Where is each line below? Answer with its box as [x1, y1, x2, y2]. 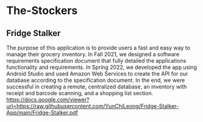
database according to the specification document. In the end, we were [6, 77, 185, 84]
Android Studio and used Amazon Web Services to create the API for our [6, 70, 188, 77]
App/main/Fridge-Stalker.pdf [6, 109, 78, 116]
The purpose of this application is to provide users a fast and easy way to [6, 44, 190, 51]
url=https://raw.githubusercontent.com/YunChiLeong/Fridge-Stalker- [6, 102, 179, 110]
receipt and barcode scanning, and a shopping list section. [6, 90, 154, 96]
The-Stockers [6, 4, 78, 18]
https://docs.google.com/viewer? [6, 96, 90, 103]
